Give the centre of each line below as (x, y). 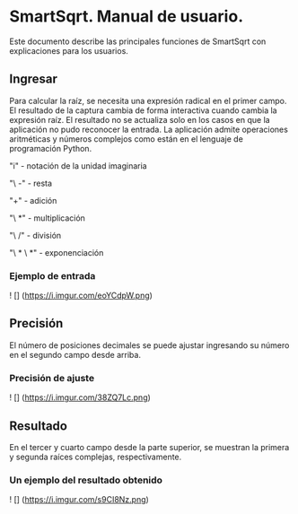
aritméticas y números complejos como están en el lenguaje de (127, 139)
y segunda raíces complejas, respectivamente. (96, 457)
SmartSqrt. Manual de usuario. (127, 17)
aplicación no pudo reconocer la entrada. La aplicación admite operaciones (149, 129)
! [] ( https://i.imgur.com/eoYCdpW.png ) (81, 296)
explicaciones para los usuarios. (69, 50)
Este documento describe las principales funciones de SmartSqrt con (138, 41)
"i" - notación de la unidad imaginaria (78, 166)
